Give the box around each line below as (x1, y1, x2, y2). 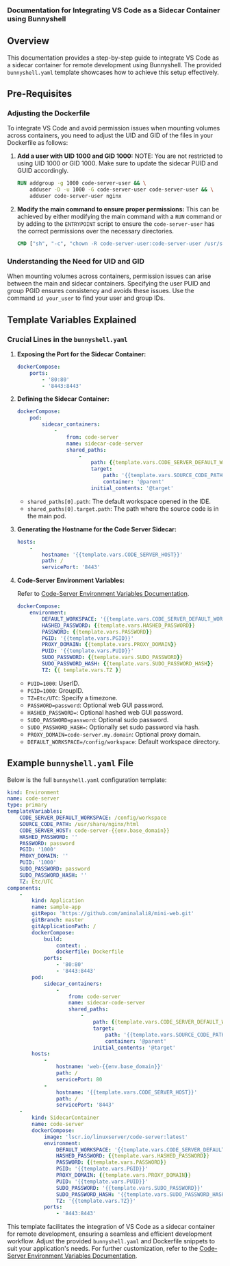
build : (43, 936, 63, 943)
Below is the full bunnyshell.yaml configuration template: (7, 775, 167, 784)
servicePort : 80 (55, 1076, 103, 1083)
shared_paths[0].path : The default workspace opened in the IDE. (27, 497, 211, 505)
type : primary (7, 802, 48, 809)
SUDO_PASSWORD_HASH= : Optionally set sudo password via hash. (27, 723, 201, 731)
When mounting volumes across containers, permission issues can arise (7, 272, 212, 280)
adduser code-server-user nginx (29, 193, 122, 200)
